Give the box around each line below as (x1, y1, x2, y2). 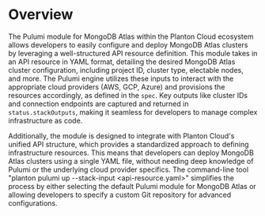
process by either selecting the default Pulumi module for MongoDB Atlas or (8, 181, 257, 191)
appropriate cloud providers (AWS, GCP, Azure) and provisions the (8, 81, 225, 92)
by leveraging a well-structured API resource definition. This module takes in (8, 48, 258, 58)
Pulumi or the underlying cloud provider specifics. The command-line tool (8, 165, 249, 174)
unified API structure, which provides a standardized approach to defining (8, 139, 249, 149)
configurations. (8, 198, 58, 207)
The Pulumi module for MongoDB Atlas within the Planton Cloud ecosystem (8, 32, 254, 41)
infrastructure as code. (8, 116, 83, 125)
